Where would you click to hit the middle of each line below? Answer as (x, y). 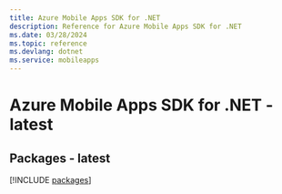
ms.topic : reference (49, 43)
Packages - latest (60, 158)
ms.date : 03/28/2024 (49, 35)
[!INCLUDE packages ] (50, 180)
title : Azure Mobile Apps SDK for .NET (85, 18)
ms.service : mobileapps (55, 60)
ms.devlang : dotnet (46, 52)
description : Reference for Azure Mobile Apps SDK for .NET (126, 26)
